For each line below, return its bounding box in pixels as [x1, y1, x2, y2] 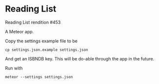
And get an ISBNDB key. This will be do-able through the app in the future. [5, 56, 155, 61]
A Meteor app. [5, 28, 34, 34]
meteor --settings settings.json [5, 74, 73, 79]
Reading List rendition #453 [5, 19, 61, 25]
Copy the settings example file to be [5, 38, 78, 44]
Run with [5, 65, 23, 71]
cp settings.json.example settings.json [5, 47, 89, 52]
